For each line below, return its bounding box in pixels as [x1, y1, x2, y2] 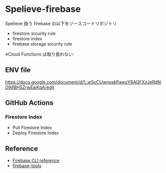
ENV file [5, 66, 31, 74]
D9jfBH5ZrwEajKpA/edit [5, 84, 55, 90]
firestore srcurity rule [12, 30, 56, 36]
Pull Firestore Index [12, 125, 52, 131]
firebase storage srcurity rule [12, 41, 72, 47]
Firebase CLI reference [12, 158, 60, 164]
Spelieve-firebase [5, 3, 81, 15]
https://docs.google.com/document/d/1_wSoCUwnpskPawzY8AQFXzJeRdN [5, 79, 161, 85]
